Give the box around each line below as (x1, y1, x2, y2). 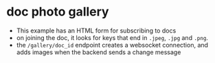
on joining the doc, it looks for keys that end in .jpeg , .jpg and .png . (16, 33, 209, 41)
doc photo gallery (6, 4, 109, 20)
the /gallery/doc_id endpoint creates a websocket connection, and (16, 41, 209, 49)
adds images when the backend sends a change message (16, 48, 181, 56)
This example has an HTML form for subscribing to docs (16, 26, 177, 35)
